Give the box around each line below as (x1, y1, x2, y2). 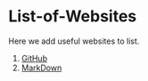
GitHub (21, 53, 48, 63)
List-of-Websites (8, 6, 137, 27)
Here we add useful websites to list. (8, 36, 140, 46)
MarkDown (21, 62, 62, 73)
